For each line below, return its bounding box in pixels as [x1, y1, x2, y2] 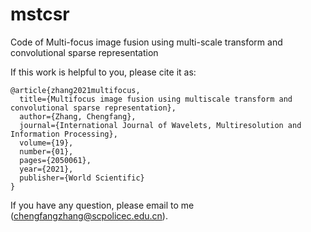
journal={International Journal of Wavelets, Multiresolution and [19, 120, 302, 130]
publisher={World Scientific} [19, 173, 145, 183]
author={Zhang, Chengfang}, [19, 111, 137, 122]
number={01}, [19, 146, 74, 157]
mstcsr [10, 3, 70, 26]
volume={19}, [19, 138, 74, 148]
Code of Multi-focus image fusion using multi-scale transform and [10, 36, 283, 48]
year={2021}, [19, 164, 74, 174]
